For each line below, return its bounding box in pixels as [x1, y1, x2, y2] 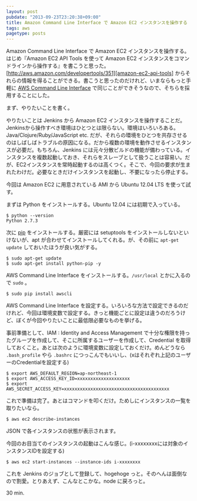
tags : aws [6, 25, 31, 31]
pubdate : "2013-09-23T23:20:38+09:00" [6, 14, 101, 20]
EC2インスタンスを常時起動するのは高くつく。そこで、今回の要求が [16, 161, 181, 168]
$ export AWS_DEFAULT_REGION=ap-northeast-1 [6, 371, 117, 376]
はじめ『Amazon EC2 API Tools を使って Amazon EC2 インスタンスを [6, 55, 175, 62]
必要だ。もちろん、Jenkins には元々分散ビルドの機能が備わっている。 [16, 146, 186, 153]
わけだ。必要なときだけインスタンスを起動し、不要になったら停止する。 [16, 169, 192, 176]
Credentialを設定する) [16, 359, 69, 366]
